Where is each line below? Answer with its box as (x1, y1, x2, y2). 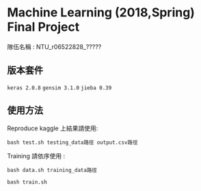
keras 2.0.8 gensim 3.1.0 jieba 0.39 (7, 84, 112, 91)
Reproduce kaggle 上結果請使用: (7, 124, 98, 132)
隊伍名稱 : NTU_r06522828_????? (7, 42, 102, 50)
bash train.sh (7, 179, 48, 186)
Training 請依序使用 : (7, 151, 66, 160)
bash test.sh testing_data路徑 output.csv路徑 (7, 138, 138, 146)
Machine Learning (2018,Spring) (7, 5, 195, 20)
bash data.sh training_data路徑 (7, 166, 97, 173)
